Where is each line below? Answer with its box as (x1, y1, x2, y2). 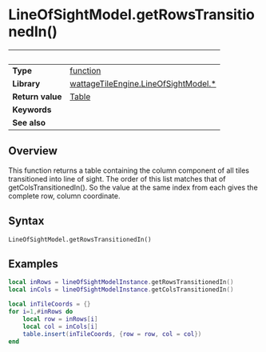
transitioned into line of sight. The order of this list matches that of (8, 174, 226, 183)
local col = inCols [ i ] (22, 322, 98, 330)
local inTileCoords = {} (8, 300, 91, 309)
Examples (8, 257, 58, 270)
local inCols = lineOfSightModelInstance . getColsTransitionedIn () (8, 286, 234, 294)
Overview (8, 144, 58, 158)
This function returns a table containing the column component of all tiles (8, 166, 250, 175)
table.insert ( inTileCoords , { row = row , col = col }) (22, 330, 202, 338)
